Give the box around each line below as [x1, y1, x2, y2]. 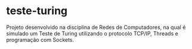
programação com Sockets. [6, 36, 75, 43]
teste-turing [6, 4, 68, 18]
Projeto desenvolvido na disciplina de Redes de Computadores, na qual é [6, 24, 186, 31]
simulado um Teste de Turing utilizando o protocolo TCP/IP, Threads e [6, 30, 179, 37]
